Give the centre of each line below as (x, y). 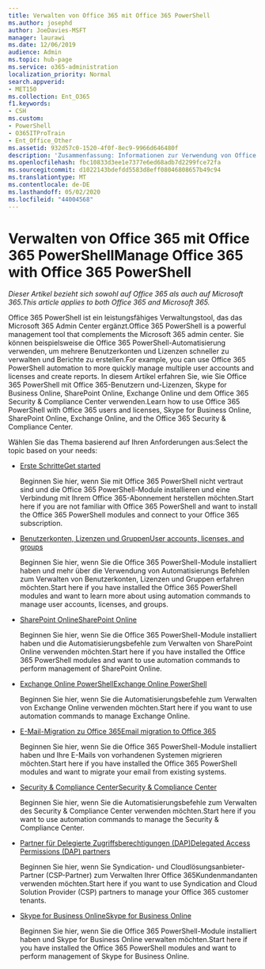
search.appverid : (37, 81)
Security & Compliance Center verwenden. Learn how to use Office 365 (124, 402)
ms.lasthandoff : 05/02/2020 (55, 192)
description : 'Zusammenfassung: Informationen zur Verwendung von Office (132, 155)
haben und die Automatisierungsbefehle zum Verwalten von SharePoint (136, 643)
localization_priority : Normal (60, 74)
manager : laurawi (37, 38)
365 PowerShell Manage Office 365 (126, 255)
